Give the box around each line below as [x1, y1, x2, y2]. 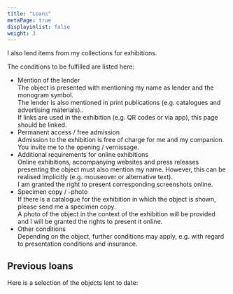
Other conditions [17, 225, 66, 233]
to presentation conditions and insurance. [17, 239, 138, 248]
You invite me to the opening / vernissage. [17, 143, 140, 151]
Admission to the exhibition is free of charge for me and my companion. [17, 136, 225, 144]
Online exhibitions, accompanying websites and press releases [17, 158, 199, 167]
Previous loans [7, 260, 73, 272]
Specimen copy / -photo [17, 188, 88, 196]
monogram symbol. [17, 91, 73, 99]
